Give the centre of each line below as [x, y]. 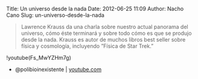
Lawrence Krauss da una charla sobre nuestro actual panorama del [104, 27]
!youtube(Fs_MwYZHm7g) [39, 58]
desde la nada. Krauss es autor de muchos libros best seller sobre [103, 39]
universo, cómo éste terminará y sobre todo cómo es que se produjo [106, 33]
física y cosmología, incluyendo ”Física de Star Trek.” [87, 46]
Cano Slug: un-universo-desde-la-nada [55, 15]
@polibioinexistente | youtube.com [58, 69]
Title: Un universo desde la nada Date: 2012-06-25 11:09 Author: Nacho [95, 9]
